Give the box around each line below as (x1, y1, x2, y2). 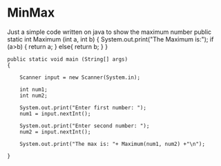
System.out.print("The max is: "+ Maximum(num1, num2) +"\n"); (19, 140, 206, 147)
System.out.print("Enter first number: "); (19, 104, 147, 111)
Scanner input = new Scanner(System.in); (19, 74, 140, 81)
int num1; (19, 86, 48, 93)
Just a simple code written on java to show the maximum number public (7, 28, 212, 36)
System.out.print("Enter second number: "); (19, 122, 150, 129)
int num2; (19, 92, 48, 99)
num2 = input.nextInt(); (19, 128, 91, 136)
